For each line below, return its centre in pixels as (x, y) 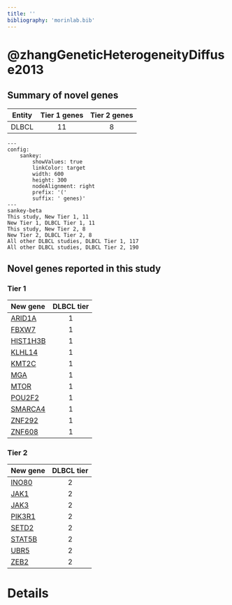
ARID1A (24, 319)
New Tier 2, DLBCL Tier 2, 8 (50, 235)
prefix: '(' (50, 192)
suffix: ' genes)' (59, 198)
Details (28, 593)
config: (19, 150)
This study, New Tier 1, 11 (48, 217)
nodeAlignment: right (64, 186)
